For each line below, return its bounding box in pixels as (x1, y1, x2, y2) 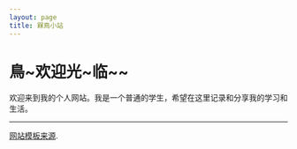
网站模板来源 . (9, 130, 59, 141)
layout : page (9, 12, 57, 22)
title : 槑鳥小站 (9, 21, 64, 30)
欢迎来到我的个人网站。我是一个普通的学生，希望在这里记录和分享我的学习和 (9, 93, 288, 103)
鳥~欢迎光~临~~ (9, 62, 130, 82)
